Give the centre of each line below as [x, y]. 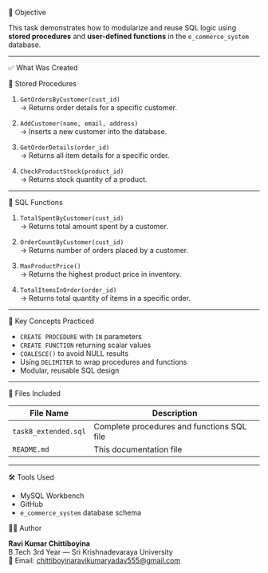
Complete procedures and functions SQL [170, 427]
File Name [49, 413]
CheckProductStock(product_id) [72, 172]
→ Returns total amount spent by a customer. [94, 226]
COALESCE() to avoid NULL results [74, 354]
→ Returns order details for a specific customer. [99, 107]
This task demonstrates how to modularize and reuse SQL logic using [122, 28]
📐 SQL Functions [36, 202]
